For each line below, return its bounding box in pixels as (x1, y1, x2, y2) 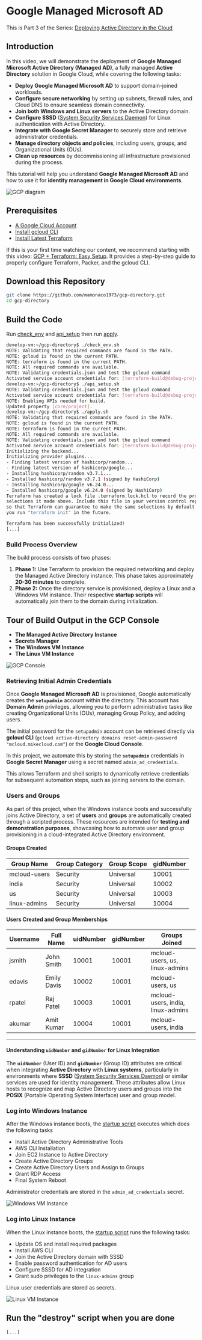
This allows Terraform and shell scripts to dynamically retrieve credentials (6, 770, 189, 777)
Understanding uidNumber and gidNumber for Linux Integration (6, 1046, 160, 1053)
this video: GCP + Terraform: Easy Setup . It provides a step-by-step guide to (6, 252, 195, 260)
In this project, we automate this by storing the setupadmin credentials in (6, 752, 185, 759)
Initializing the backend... (6, 448, 79, 454)
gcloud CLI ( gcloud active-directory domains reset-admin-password (6, 734, 177, 741)
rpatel (9, 998, 26, 1006)
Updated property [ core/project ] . (6, 403, 93, 409)
